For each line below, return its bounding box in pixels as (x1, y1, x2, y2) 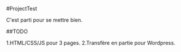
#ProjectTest (6, 5, 37, 12)
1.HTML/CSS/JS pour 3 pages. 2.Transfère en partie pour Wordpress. (6, 40, 176, 46)
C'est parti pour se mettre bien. (6, 17, 83, 23)
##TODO (6, 28, 28, 35)
